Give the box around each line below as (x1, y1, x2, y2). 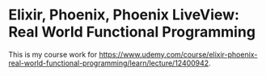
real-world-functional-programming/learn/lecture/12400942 (8, 58, 209, 68)
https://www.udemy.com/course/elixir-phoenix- (99, 49, 258, 59)
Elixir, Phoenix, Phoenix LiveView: (8, 6, 240, 24)
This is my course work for (8, 49, 98, 59)
